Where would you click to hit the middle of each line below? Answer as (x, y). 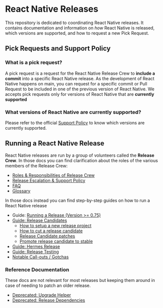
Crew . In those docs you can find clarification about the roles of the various (81, 160)
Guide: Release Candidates (40, 220)
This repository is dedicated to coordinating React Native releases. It (74, 23)
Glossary (21, 191)
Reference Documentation (37, 270)
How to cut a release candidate (51, 231)
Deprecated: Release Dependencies (49, 300)
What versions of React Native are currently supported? (73, 112)
